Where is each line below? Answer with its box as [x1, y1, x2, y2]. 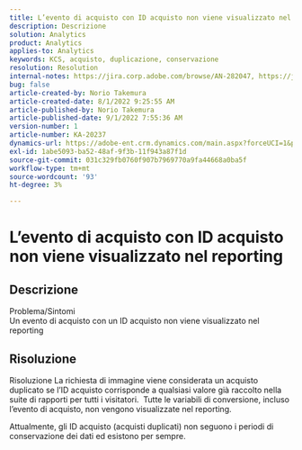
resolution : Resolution [9, 64, 99, 73]
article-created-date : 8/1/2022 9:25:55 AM [9, 96, 175, 106]
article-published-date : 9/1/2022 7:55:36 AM [9, 113, 182, 122]
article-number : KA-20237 [9, 130, 106, 139]
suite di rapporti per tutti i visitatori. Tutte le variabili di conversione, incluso [9, 393, 290, 405]
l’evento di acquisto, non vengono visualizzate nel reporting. [9, 403, 232, 414]
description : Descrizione [9, 22, 106, 31]
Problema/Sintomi [9, 306, 75, 317]
